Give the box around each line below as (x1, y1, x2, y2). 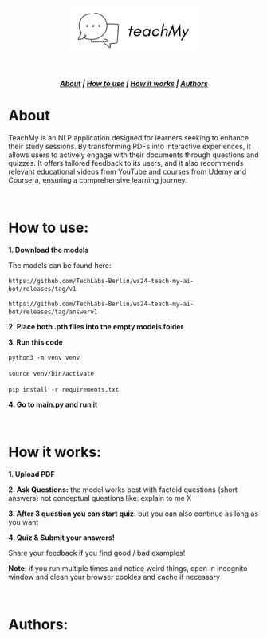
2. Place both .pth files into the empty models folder (8, 322, 184, 332)
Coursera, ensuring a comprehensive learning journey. (8, 175, 187, 185)
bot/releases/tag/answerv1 (8, 308, 98, 317)
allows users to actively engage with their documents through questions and (8, 150, 259, 159)
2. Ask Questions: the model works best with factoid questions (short (8, 485, 238, 494)
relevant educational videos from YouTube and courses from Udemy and (8, 167, 247, 177)
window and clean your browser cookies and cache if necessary (8, 573, 221, 582)
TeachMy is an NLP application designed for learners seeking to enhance (8, 133, 249, 143)
